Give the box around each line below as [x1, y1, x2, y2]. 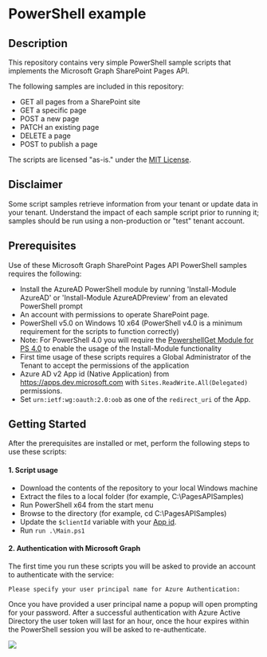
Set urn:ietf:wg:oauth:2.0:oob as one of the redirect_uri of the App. [19, 394, 251, 403]
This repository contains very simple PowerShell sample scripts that [8, 57, 231, 67]
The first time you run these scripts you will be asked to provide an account [8, 561, 257, 571]
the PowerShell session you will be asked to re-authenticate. [8, 624, 207, 634]
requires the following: [8, 269, 82, 278]
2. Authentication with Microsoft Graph [8, 544, 141, 553]
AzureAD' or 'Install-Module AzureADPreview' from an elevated [19, 293, 229, 302]
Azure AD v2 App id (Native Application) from [19, 368, 170, 379]
